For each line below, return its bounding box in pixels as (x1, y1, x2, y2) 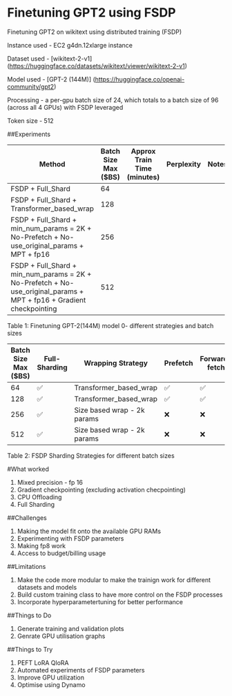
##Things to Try (7, 645, 53, 653)
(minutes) (126, 172, 160, 182)
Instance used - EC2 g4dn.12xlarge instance (7, 41, 133, 49)
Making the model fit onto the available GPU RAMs (17, 527, 161, 535)
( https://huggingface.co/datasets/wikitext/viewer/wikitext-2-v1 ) (7, 61, 188, 70)
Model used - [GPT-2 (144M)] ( (7, 75, 95, 84)
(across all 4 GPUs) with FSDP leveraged (7, 103, 124, 111)
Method (39, 159, 66, 168)
